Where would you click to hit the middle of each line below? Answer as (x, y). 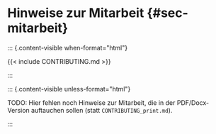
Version (18, 110)
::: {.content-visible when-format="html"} (68, 48)
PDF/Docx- (193, 102)
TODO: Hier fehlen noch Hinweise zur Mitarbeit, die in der (91, 102)
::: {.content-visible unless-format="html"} (69, 89)
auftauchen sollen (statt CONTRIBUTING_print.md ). (102, 110)
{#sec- (168, 13)
